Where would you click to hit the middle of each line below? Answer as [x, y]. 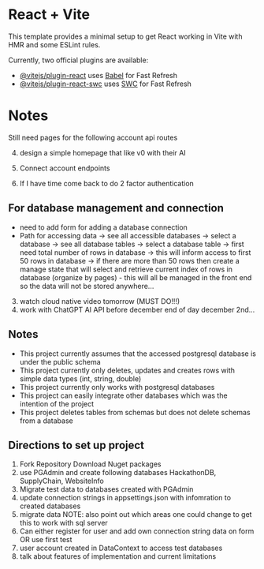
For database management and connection [116, 208]
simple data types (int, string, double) [80, 378]
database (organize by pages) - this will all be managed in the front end [136, 277]
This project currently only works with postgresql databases [117, 387]
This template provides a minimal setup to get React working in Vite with [125, 36]
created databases [50, 506]
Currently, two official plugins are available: [78, 60]
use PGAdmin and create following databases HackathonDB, [118, 473]
